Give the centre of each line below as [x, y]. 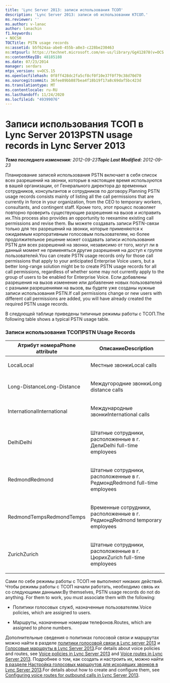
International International [37, 411]
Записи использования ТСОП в [74, 124]
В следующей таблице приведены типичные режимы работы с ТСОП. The [85, 314]
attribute [47, 352]
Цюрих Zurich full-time [118, 558]
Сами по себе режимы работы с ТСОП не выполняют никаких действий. [84, 581]
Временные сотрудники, [121, 507]
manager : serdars [24, 66]
